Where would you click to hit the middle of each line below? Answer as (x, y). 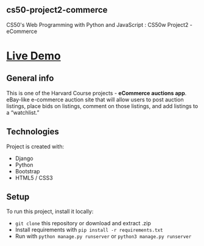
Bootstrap (27, 171)
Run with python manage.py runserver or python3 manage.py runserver (103, 236)
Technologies (33, 132)
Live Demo (33, 56)
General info (30, 78)
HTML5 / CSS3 (34, 178)
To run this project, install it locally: (50, 212)
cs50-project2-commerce (57, 10)
